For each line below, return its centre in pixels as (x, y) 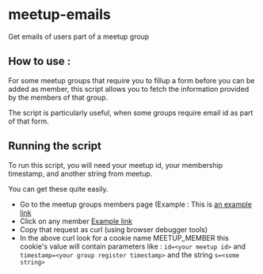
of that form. (29, 121)
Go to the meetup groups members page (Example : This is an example (135, 204)
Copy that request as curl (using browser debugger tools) (114, 229)
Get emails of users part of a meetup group (79, 36)
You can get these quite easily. (58, 188)
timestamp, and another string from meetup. (80, 173)
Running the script (55, 146)
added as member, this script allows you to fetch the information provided (129, 89)
